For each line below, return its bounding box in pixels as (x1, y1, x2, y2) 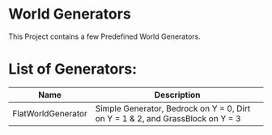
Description (154, 89, 201, 100)
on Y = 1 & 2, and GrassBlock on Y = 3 (95, 112, 241, 124)
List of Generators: (8, 60, 138, 78)
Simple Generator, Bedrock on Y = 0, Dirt (95, 103, 251, 114)
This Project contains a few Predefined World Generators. (8, 32, 201, 41)
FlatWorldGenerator (12, 108, 87, 119)
